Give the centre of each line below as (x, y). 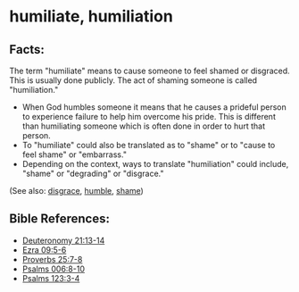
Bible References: (59, 219)
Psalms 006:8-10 (53, 269)
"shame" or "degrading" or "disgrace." (93, 173)
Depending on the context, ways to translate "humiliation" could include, (155, 164)
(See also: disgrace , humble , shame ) (77, 191)
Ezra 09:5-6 (44, 250)
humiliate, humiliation (91, 17)
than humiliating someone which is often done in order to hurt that (144, 126)
